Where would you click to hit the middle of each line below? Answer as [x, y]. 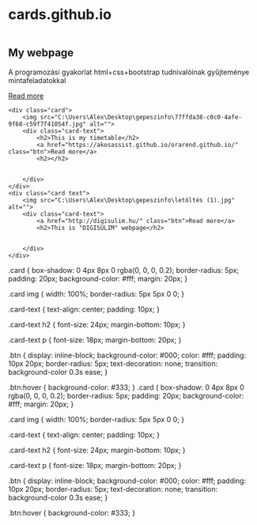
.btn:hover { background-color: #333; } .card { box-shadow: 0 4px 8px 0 [127, 387]
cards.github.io [60, 15]
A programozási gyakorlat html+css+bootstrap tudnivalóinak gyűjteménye [129, 72]
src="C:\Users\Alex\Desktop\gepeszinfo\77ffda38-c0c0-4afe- [141, 117]
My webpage [41, 53]
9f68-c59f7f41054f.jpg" [47, 124]
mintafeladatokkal [37, 80]
